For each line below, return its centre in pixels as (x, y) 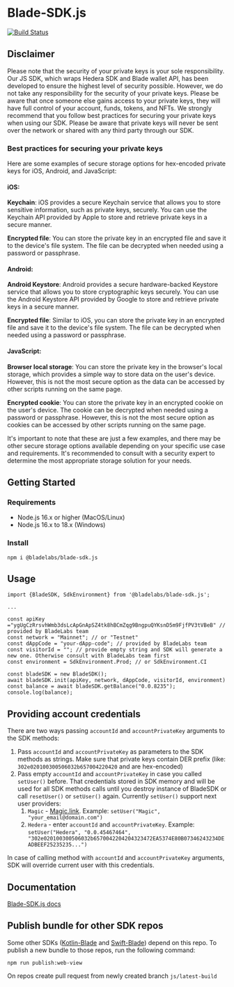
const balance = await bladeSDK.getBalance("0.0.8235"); (92, 687)
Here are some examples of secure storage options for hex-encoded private (117, 164)
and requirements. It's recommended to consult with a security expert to (111, 453)
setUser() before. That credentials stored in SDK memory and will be (116, 781)
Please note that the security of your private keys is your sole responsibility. (116, 70)
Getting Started (41, 483)
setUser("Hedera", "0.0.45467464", (79, 833)
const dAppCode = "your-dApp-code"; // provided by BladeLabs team (107, 644)
